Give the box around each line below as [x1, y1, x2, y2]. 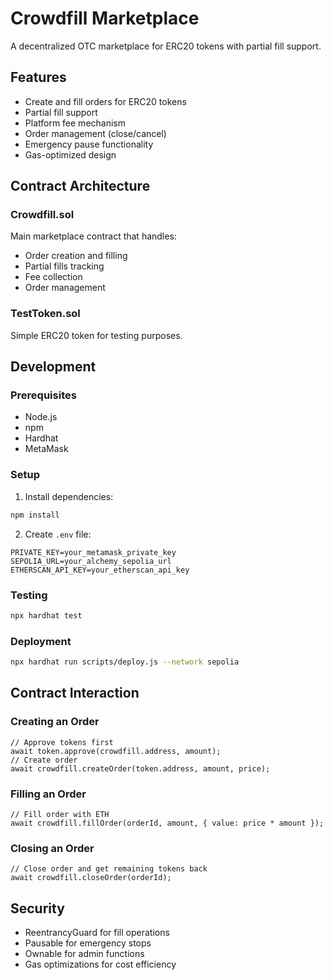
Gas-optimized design [24, 148, 117, 161]
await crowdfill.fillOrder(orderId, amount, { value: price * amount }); [10, 818, 325, 828]
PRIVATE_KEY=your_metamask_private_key [10, 547, 177, 557]
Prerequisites [10, 388, 77, 402]
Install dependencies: [24, 490, 114, 502]
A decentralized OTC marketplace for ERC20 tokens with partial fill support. [10, 40, 322, 52]
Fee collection [24, 271, 83, 283]
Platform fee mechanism [24, 117, 126, 129]
